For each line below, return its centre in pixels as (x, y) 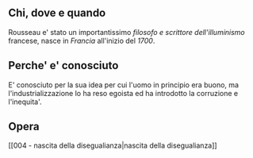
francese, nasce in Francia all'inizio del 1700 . (82, 40)
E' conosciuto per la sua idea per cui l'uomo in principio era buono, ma (124, 85)
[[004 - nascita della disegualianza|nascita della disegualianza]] (113, 145)
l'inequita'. (25, 102)
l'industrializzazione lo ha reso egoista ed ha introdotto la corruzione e (123, 93)
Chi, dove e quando (57, 13)
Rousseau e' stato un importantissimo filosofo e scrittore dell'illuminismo (127, 32)
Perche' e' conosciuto (63, 66)
